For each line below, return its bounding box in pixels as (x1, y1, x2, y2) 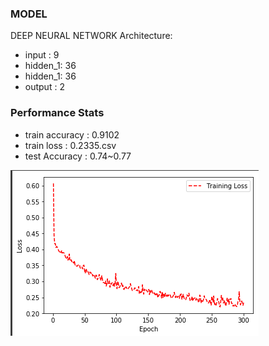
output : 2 (24, 81, 65, 93)
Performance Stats (10, 106, 105, 120)
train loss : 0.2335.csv (24, 139, 117, 151)
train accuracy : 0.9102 (24, 128, 120, 141)
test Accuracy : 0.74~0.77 (24, 150, 132, 162)
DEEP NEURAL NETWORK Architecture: (10, 30, 173, 42)
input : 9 (24, 49, 60, 61)
